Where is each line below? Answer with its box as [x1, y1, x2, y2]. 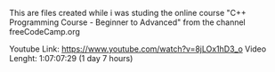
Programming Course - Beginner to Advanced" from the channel [9, 17, 247, 28]
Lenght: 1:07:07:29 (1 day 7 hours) [9, 53, 133, 63]
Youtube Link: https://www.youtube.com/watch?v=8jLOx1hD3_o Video [9, 44, 267, 54]
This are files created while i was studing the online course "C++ [9, 8, 247, 18]
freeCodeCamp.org [9, 27, 80, 36]
